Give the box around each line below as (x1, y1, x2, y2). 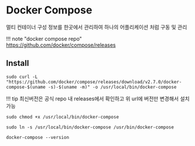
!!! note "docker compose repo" (6, 35, 82, 42)
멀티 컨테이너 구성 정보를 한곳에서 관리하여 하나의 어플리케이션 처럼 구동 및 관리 (6, 23, 187, 30)
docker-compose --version (6, 134, 69, 140)
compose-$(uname (6, 84, 46, 90)
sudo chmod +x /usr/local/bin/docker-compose (6, 114, 119, 120)
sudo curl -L (6, 74, 38, 79)
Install (6, 58, 29, 68)
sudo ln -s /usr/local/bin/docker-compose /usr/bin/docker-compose (6, 124, 175, 130)
